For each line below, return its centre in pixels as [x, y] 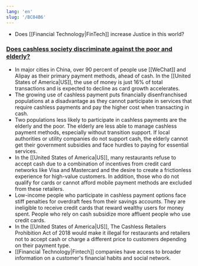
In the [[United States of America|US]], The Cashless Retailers [90, 226]
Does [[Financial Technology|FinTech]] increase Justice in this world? [99, 34]
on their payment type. [42, 245]
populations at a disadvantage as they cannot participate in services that [103, 100]
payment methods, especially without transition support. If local [92, 132]
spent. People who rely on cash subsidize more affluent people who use [103, 214]
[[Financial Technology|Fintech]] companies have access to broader [98, 251]
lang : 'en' [20, 12]
